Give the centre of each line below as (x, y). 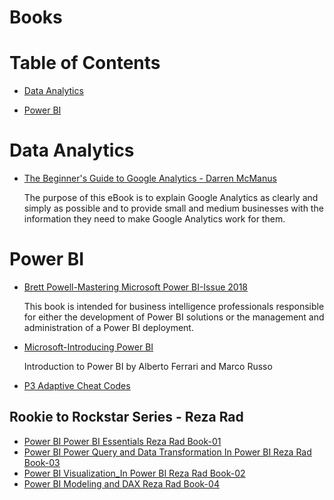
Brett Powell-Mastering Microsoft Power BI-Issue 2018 (136, 287)
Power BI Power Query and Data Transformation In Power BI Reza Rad (167, 452)
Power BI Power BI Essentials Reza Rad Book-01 (122, 441)
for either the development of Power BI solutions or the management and (174, 317)
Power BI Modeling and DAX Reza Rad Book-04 (121, 483)
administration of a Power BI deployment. (108, 327)
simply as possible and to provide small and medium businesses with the (173, 208)
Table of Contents (85, 63)
